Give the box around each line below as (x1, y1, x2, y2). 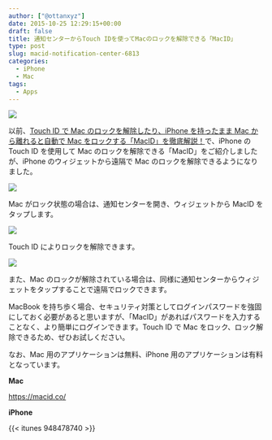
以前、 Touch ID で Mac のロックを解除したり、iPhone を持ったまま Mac (8, 126, 249, 136)
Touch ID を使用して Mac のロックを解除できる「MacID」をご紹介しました (8, 146, 258, 156)
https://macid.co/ (8, 392, 67, 402)
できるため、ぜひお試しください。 (15, 333, 130, 342)
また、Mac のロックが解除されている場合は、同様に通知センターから (8, 274, 239, 285)
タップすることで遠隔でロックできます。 (36, 285, 172, 294)
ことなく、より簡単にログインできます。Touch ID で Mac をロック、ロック (8, 322, 257, 332)
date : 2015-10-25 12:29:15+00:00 (8, 20, 122, 28)
